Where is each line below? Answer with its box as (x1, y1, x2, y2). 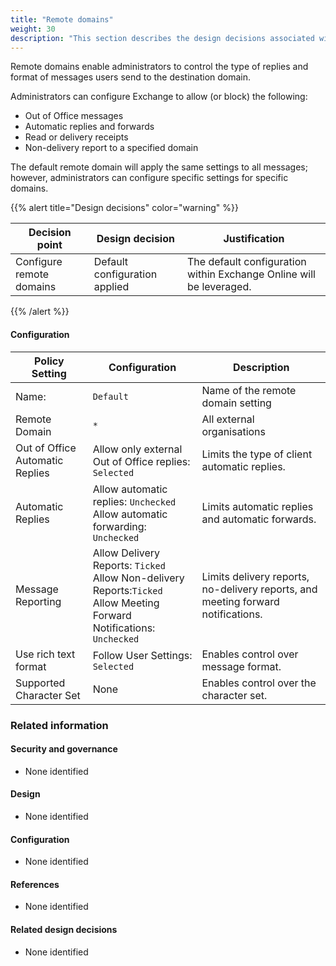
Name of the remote (201, 383, 297, 397)
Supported (15, 676, 66, 690)
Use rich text (15, 647, 76, 661)
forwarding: (92, 519, 147, 533)
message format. (201, 659, 282, 673)
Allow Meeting (92, 596, 160, 610)
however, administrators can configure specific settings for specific (10, 172, 289, 184)
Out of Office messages (24, 110, 124, 122)
